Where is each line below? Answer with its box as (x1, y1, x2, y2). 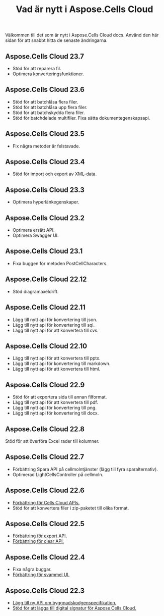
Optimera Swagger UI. (12, 232, 59, 238)
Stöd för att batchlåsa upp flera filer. (12, 104, 88, 110)
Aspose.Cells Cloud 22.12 (5, 275, 87, 284)
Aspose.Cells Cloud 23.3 (5, 185, 85, 194)
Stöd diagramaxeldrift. (12, 288, 59, 294)
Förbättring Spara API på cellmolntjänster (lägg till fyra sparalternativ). (12, 466, 158, 472)
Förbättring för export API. (12, 533, 67, 539)
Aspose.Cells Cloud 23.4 (5, 158, 85, 166)
